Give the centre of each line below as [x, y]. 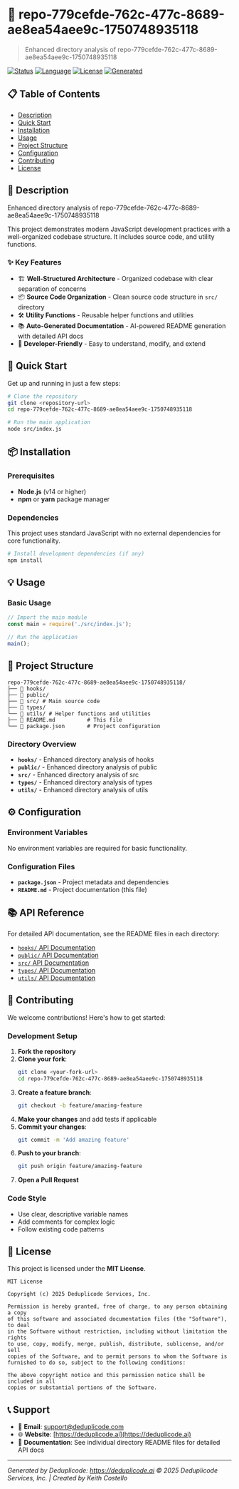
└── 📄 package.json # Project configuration [84, 726]
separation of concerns [52, 289]
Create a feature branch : [55, 1092]
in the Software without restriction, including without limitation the [117, 1332]
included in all [31, 1382]
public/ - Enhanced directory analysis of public [87, 767]
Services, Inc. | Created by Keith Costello [68, 1478]
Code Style [27, 1199]
